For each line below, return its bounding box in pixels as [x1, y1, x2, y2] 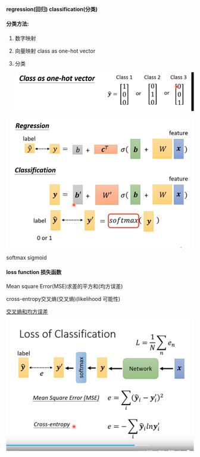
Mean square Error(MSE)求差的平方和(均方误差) [6, 283, 123, 290]
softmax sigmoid [6, 254, 47, 262]
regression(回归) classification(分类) [6, 5, 98, 13]
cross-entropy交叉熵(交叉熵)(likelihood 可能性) [6, 296, 121, 303]
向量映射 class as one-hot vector [14, 47, 96, 54]
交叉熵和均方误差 [6, 308, 48, 315]
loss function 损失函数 [6, 268, 62, 275]
